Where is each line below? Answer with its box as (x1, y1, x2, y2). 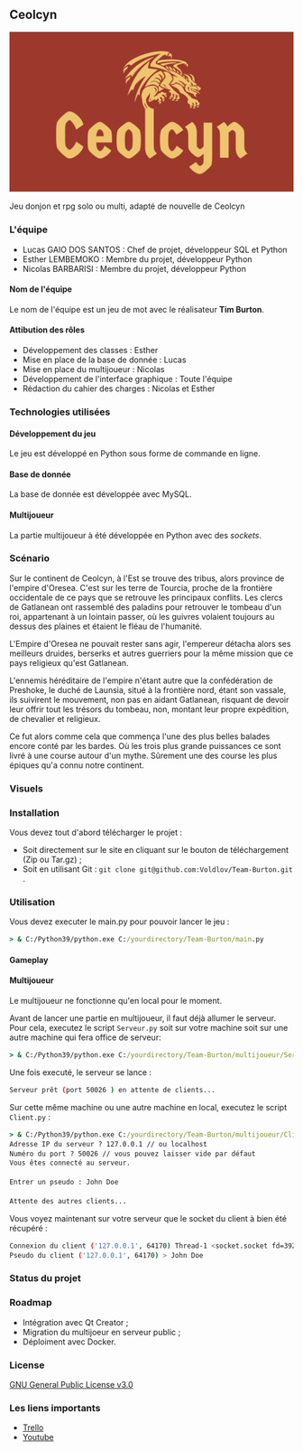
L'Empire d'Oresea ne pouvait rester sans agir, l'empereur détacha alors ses (9, 638, 291, 649)
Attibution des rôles (9, 324, 86, 335)
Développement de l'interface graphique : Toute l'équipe (22, 374, 233, 385)
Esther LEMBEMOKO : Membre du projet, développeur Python (22, 253, 252, 265)
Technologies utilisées (9, 406, 111, 418)
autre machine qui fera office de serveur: (9, 1032, 161, 1043)
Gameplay (9, 954, 49, 965)
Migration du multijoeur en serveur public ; (22, 1326, 181, 1337)
